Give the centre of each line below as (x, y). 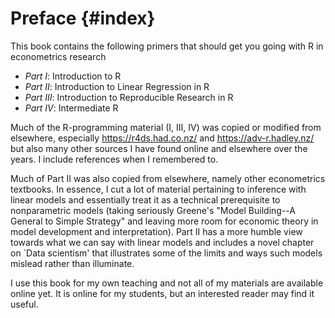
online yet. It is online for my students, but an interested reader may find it (162, 293)
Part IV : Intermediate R (71, 108)
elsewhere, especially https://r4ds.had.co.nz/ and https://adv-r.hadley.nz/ (162, 138)
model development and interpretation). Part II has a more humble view (156, 231)
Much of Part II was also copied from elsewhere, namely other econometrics (168, 178)
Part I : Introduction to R (73, 76)
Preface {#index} (83, 18)
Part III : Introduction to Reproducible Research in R (129, 97)
